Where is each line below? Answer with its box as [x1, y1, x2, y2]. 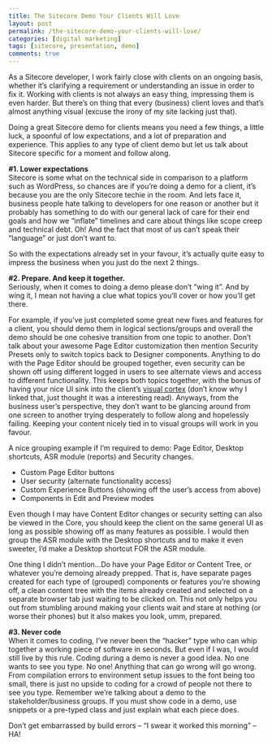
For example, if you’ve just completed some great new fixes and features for [8, 315, 264, 325]
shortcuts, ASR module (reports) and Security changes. [8, 452, 194, 461]
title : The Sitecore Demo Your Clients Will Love [8, 11, 180, 20]
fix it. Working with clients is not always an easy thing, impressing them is [8, 89, 254, 98]
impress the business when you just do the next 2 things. [8, 258, 200, 267]
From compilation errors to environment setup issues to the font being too [8, 670, 256, 680]
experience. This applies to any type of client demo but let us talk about [8, 140, 248, 149]
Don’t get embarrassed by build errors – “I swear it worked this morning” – [8, 721, 257, 730]
